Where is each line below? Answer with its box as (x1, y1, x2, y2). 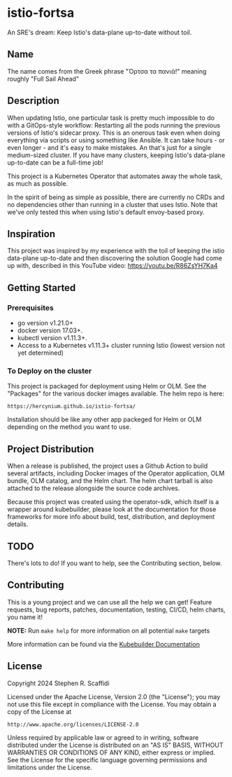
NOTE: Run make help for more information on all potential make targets (7, 626, 210, 635)
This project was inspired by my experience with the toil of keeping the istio (7, 247, 225, 255)
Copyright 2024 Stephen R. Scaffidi (7, 679, 110, 687)
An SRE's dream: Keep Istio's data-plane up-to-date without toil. (7, 28, 192, 36)
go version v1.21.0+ (17, 319, 73, 327)
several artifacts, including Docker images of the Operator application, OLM (7, 469, 225, 478)
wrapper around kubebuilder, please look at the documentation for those (7, 505, 217, 513)
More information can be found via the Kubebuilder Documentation (7, 640, 201, 648)
